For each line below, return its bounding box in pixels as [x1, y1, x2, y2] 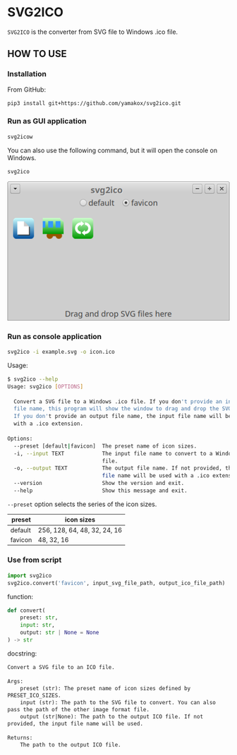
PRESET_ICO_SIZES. [7, 692, 61, 699]
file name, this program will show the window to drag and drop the [13, 405, 219, 412]
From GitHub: [7, 85, 47, 94]
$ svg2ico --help [7, 375, 59, 383]
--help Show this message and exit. [13, 487, 188, 494]
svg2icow [7, 133, 33, 140]
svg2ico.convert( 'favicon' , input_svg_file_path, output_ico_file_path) [7, 579, 226, 587]
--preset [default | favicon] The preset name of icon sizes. [13, 442, 197, 450]
